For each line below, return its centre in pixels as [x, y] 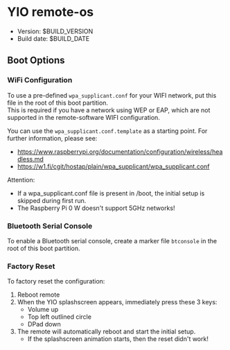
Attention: [21, 180]
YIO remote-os [51, 12]
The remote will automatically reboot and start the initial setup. [106, 332]
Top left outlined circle [60, 317]
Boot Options [36, 61]
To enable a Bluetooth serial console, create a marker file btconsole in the [112, 240]
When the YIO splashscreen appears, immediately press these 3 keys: [117, 302]
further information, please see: [52, 138]
